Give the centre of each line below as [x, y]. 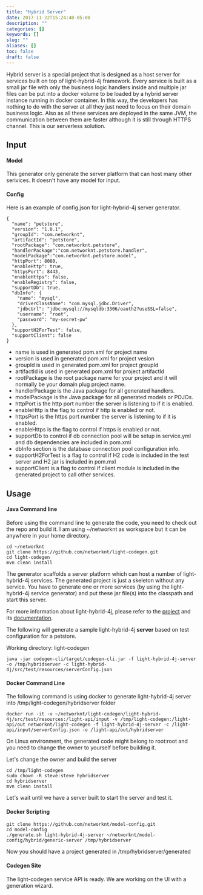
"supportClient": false [42, 336]
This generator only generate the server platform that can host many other [99, 174]
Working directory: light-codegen [48, 648]
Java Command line [32, 509]
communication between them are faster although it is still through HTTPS [99, 120]
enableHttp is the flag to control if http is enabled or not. [85, 410]
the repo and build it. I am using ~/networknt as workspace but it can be [96, 529]
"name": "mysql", [39, 299]
